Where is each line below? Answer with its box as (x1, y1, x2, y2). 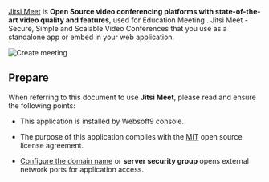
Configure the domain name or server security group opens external (19, 156, 249, 165)
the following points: (8, 100, 76, 111)
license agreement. (19, 140, 84, 150)
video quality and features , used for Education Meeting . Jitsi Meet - (19, 15, 249, 25)
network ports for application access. (19, 164, 145, 174)
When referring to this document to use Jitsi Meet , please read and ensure (8, 92, 257, 102)
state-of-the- (215, 7, 261, 16)
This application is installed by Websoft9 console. (19, 116, 185, 126)
